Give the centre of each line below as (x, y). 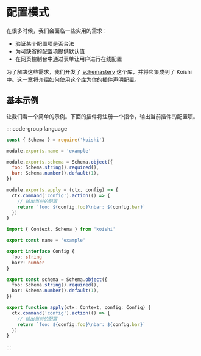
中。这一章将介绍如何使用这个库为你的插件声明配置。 (73, 79)
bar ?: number (28, 263)
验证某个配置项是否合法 (44, 43)
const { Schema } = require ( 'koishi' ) (55, 140)
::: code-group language (37, 128)
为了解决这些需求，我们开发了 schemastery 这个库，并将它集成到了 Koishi (99, 71)
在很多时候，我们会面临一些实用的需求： (57, 31)
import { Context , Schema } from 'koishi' (61, 230)
